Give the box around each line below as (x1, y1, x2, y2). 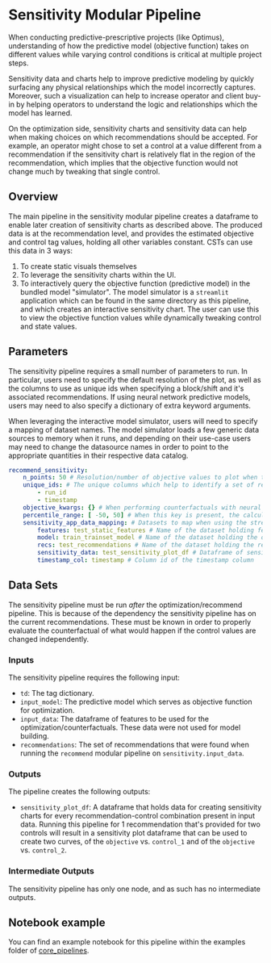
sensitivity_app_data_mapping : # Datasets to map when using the (23, 518, 248, 526)
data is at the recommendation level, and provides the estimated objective (8, 228, 254, 238)
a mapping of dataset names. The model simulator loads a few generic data (8, 425, 260, 434)
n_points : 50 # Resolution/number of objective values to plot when (23, 474, 258, 482)
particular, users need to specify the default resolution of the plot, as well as (8, 375, 261, 384)
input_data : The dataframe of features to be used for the (19, 714, 210, 724)
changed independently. (8, 634, 90, 643)
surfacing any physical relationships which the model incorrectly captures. (8, 82, 256, 92)
